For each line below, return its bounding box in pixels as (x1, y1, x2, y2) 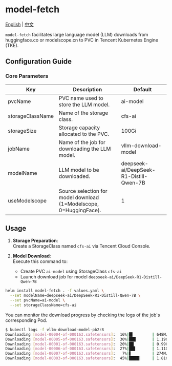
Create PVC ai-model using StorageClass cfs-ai (20, 268, 122, 275)
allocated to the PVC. (58, 130, 110, 137)
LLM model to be (58, 166, 99, 173)
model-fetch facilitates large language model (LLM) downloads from (5, 31, 148, 37)
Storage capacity (58, 124, 100, 131)
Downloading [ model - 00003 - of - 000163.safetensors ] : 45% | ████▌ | (5, 356, 155, 361)
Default (133, 86, 152, 93)
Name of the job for (58, 138, 106, 146)
